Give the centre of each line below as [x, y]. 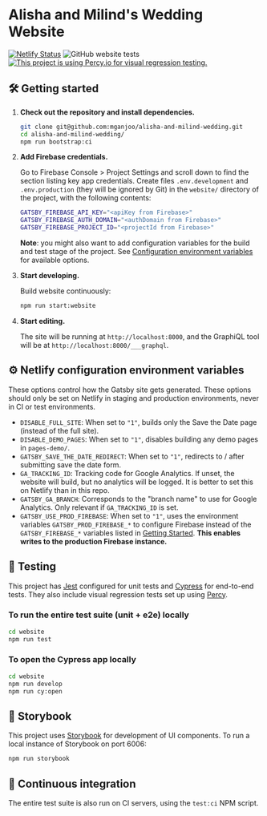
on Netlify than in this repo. [65, 490]
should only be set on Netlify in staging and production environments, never [133, 398]
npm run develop [35, 684]
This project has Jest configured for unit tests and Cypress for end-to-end [131, 586]
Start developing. [50, 275]
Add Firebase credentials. [64, 157]
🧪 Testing [32, 567]
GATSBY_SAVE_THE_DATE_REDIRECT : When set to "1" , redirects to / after [132, 456]
